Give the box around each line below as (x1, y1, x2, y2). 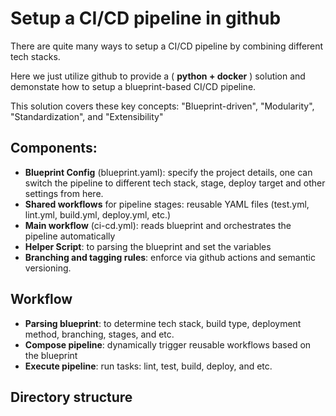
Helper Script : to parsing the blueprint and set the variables (24, 240, 272, 252)
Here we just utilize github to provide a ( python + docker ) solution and (10, 70, 306, 82)
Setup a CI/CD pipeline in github (10, 7, 282, 30)
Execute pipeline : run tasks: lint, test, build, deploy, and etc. (24, 360, 273, 372)
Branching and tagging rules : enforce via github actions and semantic (24, 251, 316, 263)
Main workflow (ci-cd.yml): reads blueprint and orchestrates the (24, 219, 292, 231)
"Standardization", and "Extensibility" (10, 110, 164, 122)
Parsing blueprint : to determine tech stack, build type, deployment (24, 317, 302, 329)
